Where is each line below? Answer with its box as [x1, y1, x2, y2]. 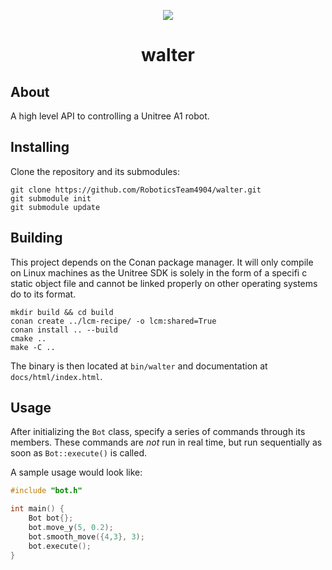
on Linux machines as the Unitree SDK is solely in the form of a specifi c [10, 266, 308, 279]
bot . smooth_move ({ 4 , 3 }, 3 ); [28, 531, 145, 542]
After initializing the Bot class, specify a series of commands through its [10, 426, 306, 438]
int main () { [10, 504, 65, 514]
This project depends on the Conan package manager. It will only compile [10, 256, 314, 268]
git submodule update [10, 202, 101, 212]
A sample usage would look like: [10, 466, 143, 479]
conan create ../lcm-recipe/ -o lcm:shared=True [10, 316, 217, 326]
